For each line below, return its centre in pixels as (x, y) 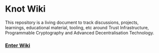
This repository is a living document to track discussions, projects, (72, 22)
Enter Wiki (18, 45)
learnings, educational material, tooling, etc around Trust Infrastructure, (77, 27)
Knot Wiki (25, 9)
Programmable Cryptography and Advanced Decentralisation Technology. (79, 33)
